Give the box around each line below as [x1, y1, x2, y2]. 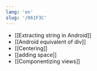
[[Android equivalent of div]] [14, 38, 86, 45]
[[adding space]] [14, 51, 57, 58]
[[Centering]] [14, 44, 48, 52]
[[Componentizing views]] [14, 58, 81, 65]
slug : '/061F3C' [5, 15, 47, 21]
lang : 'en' [5, 9, 34, 15]
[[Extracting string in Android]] [14, 31, 92, 39]
